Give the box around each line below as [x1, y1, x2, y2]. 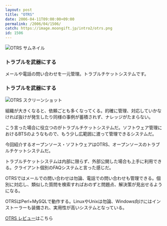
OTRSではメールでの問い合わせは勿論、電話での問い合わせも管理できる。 [5, 175, 157, 181]
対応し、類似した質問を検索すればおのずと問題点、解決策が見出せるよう [13, 181, 163, 187]
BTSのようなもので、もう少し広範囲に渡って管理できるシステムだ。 [18, 130, 157, 136]
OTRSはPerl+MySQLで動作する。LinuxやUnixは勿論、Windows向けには [5, 198, 152, 204]
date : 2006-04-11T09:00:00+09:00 [5, 16, 75, 21]
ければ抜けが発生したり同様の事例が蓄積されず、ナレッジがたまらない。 [5, 113, 154, 120]
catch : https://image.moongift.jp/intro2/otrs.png [5, 26, 113, 31]
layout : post [5, 7, 32, 12]
